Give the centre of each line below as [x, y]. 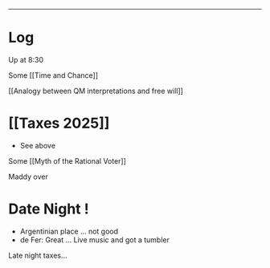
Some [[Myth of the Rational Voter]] [67, 160]
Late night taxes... [38, 255]
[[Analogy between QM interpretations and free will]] [96, 91]
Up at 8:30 [26, 59]
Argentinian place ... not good [69, 231]
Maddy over [28, 177]
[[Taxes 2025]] [59, 123]
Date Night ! [49, 209]
